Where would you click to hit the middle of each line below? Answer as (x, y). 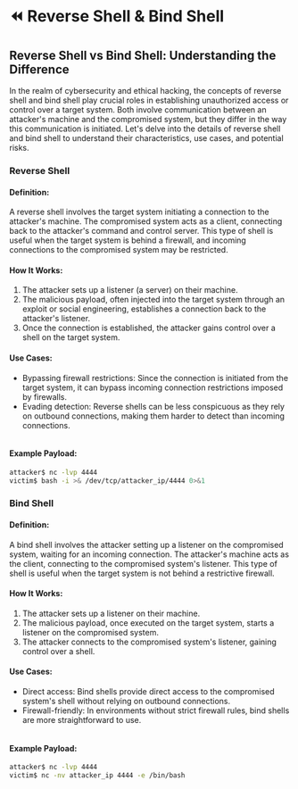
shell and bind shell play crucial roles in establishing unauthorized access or (149, 100)
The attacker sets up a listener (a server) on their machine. (130, 290)
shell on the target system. (71, 337)
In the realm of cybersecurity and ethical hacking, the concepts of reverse (145, 91)
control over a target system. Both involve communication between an (138, 110)
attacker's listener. (56, 319)
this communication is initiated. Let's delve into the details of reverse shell (145, 129)
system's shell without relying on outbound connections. (126, 702)
